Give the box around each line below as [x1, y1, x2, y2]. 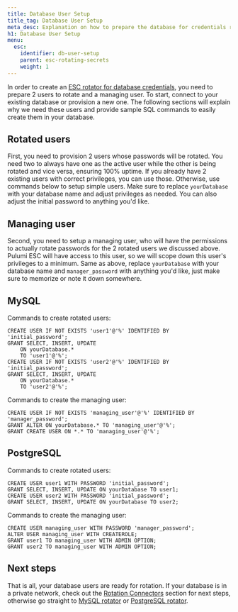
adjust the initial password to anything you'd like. [7, 197, 150, 206]
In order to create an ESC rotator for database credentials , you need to [7, 82, 213, 91]
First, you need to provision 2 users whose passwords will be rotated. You [7, 152, 223, 160]
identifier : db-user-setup [20, 50, 100, 57]
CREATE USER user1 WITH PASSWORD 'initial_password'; [7, 479, 170, 486]
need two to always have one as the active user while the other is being [7, 160, 216, 168]
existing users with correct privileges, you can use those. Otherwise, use [7, 174, 220, 183]
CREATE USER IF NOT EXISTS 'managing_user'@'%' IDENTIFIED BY [7, 409, 195, 417]
